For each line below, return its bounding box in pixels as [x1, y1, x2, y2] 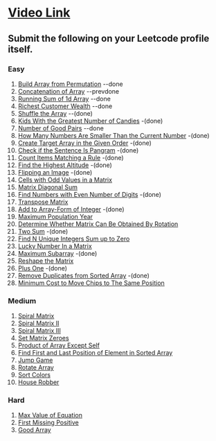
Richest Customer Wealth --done [17, 102, 113, 110]
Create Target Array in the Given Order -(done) [17, 139, 152, 147]
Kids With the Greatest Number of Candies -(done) [17, 116, 163, 125]
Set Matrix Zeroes [17, 334, 69, 343]
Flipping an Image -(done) [17, 168, 93, 176]
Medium [8, 296, 37, 306]
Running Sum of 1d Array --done [17, 94, 111, 103]
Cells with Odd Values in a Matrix [17, 175, 113, 184]
